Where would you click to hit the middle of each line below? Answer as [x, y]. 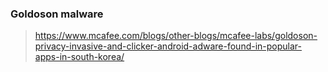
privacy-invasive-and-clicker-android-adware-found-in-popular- [168, 46]
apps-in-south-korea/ [79, 57]
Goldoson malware [57, 14]
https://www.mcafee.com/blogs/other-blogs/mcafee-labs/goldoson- [176, 36]
